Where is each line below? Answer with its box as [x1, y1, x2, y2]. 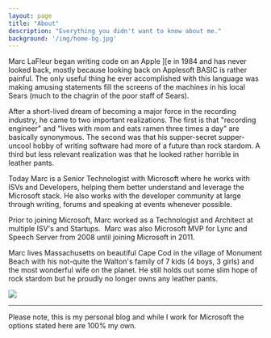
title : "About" [8, 19, 60, 27]
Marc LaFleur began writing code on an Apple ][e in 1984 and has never [8, 57, 248, 66]
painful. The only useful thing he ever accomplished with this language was [8, 74, 260, 83]
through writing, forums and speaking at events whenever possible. [8, 200, 232, 209]
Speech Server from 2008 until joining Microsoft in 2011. [8, 232, 195, 243]
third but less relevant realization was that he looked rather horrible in [8, 150, 240, 159]
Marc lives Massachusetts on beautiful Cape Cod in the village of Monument [8, 248, 262, 258]
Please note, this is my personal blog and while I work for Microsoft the [8, 312, 244, 322]
